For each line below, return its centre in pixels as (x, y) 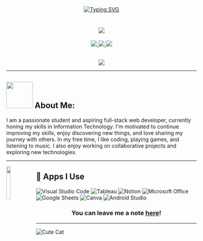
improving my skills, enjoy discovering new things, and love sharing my (95, 133)
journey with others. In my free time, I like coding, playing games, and (93, 139)
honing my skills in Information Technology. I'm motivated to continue (93, 127)
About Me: (55, 106)
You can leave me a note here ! (116, 213)
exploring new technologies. (41, 152)
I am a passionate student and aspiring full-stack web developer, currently (99, 120)
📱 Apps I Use (60, 177)
